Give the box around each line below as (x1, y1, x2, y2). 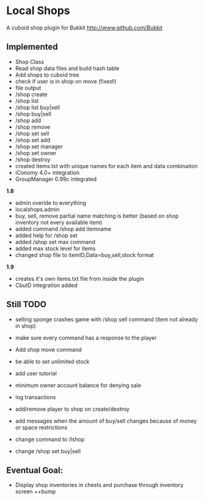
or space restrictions (15, 424, 68, 431)
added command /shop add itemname (15, 225, 112, 232)
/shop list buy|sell (15, 104, 60, 111)
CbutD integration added (15, 281, 78, 289)
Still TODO (6, 299, 47, 310)
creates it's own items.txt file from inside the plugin (15, 275, 145, 282)
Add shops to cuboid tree (15, 71, 79, 78)
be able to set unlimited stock (15, 358, 90, 365)
